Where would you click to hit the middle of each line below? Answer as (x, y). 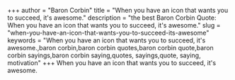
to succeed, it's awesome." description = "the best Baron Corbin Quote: (112, 18)
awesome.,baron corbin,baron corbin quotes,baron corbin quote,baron (110, 48)
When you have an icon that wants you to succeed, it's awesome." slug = (114, 25)
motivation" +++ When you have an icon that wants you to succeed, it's (112, 63)
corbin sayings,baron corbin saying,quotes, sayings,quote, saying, (104, 55)
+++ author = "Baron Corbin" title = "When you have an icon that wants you (118, 10)
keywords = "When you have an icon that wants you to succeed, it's (107, 40)
